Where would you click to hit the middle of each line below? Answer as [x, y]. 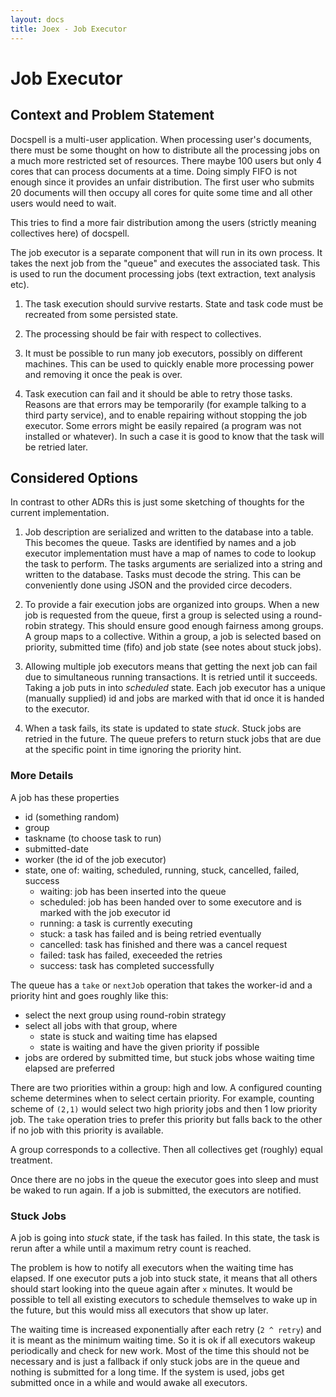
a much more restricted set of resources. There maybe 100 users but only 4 [166, 160]
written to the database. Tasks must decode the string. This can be [163, 575]
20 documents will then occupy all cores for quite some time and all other [161, 192]
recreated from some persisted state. [101, 314]
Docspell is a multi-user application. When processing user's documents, [161, 139]
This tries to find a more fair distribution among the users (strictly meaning [163, 222]
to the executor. [57, 709]
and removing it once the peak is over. [103, 374]
